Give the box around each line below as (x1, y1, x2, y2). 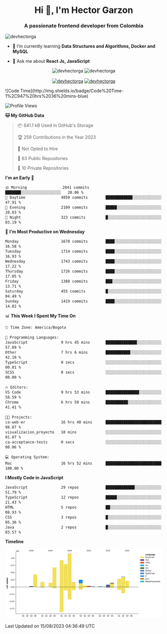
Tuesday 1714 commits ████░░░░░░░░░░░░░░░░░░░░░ (5, 249, 162, 254)
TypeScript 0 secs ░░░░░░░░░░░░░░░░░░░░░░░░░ (5, 360, 162, 365)
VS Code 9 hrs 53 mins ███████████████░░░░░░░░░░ (5, 390, 162, 395)
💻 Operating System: (5, 455, 50, 460)
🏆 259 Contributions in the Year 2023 (17, 134, 96, 140)
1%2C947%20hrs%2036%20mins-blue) (5, 93, 89, 99)
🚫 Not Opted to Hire (17, 146, 58, 152)
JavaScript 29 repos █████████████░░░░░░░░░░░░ (5, 485, 162, 490)
